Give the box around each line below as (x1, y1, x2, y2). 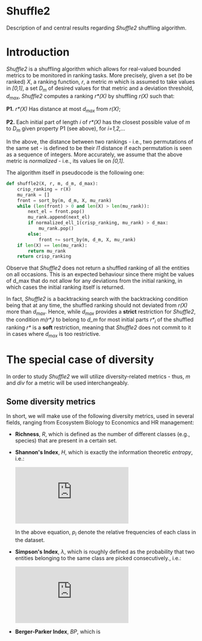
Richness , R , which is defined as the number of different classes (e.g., (14, 431, 191, 438)
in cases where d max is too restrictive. (6, 330, 101, 339)
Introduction (6, 45, 70, 59)
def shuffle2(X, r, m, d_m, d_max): (6, 181, 98, 187)
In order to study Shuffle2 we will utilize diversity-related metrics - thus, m (6, 373, 191, 380)
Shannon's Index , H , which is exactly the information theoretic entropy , (14, 449, 193, 456)
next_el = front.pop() (28, 209, 85, 215)
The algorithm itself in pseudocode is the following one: (6, 169, 145, 176)
